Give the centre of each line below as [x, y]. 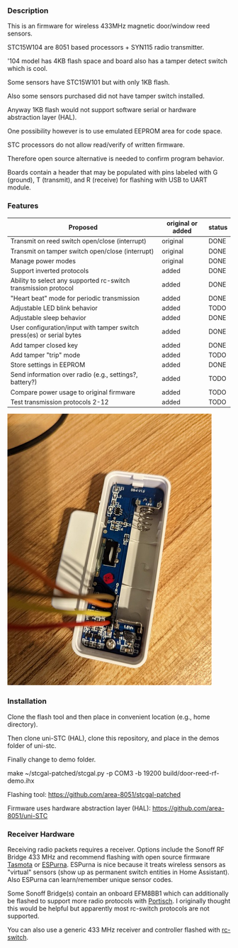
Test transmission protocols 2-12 [59, 402]
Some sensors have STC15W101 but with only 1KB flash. [89, 82]
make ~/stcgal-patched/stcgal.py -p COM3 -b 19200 [84, 773]
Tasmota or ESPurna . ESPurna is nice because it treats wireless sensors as [117, 864]
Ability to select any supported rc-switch [70, 281]
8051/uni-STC [28, 815]
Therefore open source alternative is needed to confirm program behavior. [116, 159]
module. [19, 187]
